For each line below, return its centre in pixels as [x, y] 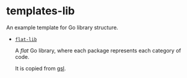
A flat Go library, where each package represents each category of [98, 50]
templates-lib [41, 11]
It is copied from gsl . [40, 68]
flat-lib [26, 39]
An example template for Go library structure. [62, 27]
